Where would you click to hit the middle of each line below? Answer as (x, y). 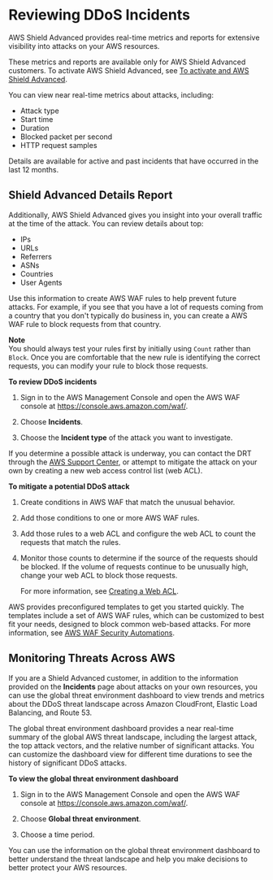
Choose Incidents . (52, 421)
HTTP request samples (58, 145)
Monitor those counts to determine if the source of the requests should (139, 558)
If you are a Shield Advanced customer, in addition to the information (123, 677)
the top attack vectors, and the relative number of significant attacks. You (131, 745)
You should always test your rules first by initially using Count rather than (130, 348)
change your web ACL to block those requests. (99, 575)
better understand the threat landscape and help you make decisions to (128, 859)
